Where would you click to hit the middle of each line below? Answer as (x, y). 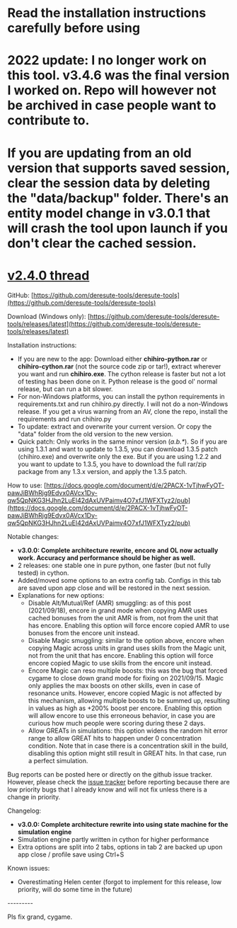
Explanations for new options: (61, 595)
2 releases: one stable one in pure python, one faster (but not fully (114, 565)
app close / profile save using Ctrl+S (71, 854)
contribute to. (48, 121)
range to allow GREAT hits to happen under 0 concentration (115, 738)
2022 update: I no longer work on (107, 60)
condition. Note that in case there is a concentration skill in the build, (128, 746)
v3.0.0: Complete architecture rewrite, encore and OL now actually (118, 550)
